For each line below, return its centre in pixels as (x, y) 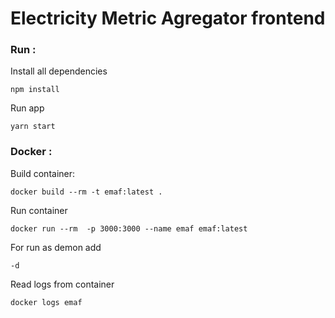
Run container (39, 210)
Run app (27, 108)
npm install (35, 90)
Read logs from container (62, 284)
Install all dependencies (59, 71)
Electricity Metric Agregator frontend (168, 18)
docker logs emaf (46, 302)
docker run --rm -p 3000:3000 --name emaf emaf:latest (129, 228)
